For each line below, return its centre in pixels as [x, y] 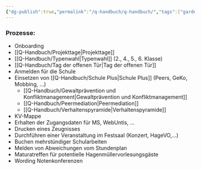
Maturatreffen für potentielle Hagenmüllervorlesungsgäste [86, 154]
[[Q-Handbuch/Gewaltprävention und [70, 90]
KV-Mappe [28, 116]
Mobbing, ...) [30, 84]
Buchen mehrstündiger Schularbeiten [61, 141]
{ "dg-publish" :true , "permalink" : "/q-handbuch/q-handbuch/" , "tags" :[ [93, 12]
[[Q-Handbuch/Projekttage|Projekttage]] [64, 52]
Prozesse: [20, 32]
